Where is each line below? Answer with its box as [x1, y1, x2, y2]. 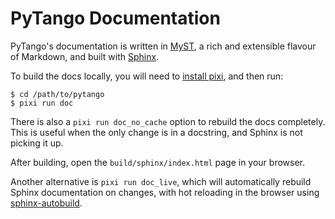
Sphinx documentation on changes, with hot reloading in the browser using [10, 186, 320, 198]
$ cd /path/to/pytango [10, 89, 105, 99]
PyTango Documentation [10, 7, 221, 30]
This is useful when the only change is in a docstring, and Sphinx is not [10, 126, 303, 138]
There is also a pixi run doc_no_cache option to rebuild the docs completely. [10, 115, 326, 127]
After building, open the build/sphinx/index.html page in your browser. [10, 156, 306, 168]
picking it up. [10, 137, 64, 149]
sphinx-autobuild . [10, 197, 83, 209]
